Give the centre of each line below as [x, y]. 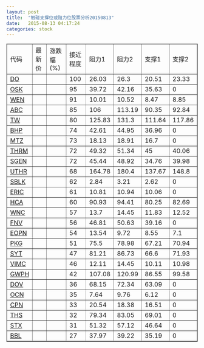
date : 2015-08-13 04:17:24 [43, 23]
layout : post [23, 12]
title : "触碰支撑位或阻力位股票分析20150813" [60, 18]
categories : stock [29, 29]
